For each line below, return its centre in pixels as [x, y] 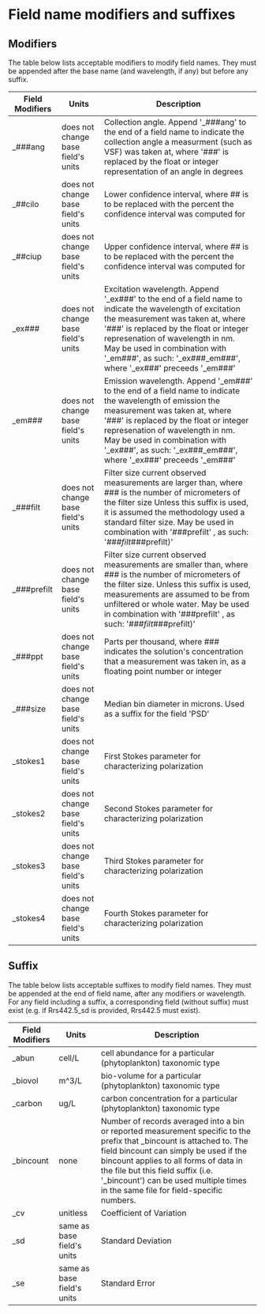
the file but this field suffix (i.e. [157, 1170]
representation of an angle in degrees [174, 171]
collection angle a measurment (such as [178, 142]
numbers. [119, 1200]
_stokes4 [29, 918]
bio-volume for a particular [151, 1075]
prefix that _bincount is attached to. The [175, 1141]
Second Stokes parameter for [158, 809]
